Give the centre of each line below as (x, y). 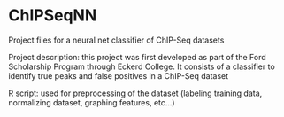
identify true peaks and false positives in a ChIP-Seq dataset (119, 75)
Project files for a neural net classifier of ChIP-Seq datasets (116, 40)
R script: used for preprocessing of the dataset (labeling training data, (135, 93)
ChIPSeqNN (53, 16)
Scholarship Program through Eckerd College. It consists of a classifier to (142, 66)
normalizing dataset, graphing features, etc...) (92, 102)
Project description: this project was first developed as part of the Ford (137, 57)
